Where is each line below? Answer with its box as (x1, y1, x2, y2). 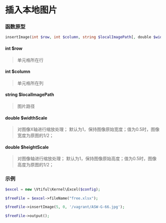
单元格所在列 (17, 80, 43, 86)
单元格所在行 (17, 57, 43, 63)
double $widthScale (5, 115, 47, 121)
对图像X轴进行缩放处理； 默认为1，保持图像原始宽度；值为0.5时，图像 (17, 127, 160, 132)
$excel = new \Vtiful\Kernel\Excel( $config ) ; (5, 187, 100, 192)
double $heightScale (5, 144, 49, 150)
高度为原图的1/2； (17, 162, 54, 168)
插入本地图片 (5, 4, 58, 16)
